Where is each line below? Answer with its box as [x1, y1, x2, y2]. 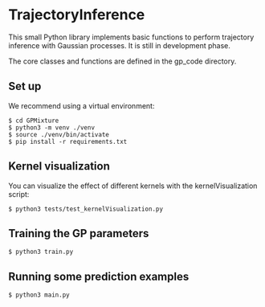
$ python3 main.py [8, 291, 70, 299]
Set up [8, 80, 42, 93]
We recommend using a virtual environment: [8, 100, 155, 110]
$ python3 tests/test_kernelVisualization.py [8, 205, 163, 213]
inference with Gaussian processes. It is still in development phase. [8, 40, 231, 50]
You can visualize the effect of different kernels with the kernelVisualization [8, 181, 258, 190]
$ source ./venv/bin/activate [8, 130, 110, 138]
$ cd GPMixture [8, 117, 59, 125]
